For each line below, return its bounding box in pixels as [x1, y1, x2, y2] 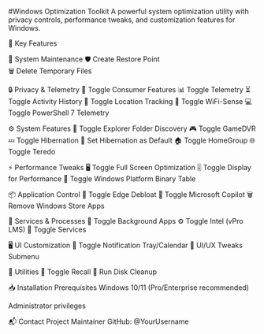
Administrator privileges [8, 301, 87, 310]
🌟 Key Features [8, 39, 58, 48]
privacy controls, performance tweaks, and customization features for [8, 15, 236, 24]
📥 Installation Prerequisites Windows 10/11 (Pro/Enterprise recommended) [8, 283, 250, 292]
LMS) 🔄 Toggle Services [8, 225, 87, 234]
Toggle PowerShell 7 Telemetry [8, 108, 110, 117]
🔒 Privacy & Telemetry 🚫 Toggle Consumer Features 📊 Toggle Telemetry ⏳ [8, 85, 251, 94]
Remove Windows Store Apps [8, 201, 105, 210]
